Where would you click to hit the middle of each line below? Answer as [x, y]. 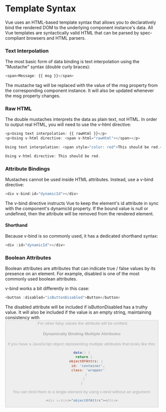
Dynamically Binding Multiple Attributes [82, 334]
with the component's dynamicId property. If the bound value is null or [77, 208]
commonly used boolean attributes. [41, 279]
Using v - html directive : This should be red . [53, 156]
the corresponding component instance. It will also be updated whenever [80, 91]
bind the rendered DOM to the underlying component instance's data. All [79, 27]
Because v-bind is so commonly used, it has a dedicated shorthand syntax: [82, 236]
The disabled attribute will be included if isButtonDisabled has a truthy [77, 307]
